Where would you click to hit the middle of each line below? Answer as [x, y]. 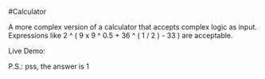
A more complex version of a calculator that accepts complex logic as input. [132, 27]
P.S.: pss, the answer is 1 [49, 66]
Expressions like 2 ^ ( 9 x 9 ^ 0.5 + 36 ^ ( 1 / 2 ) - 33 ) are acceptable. [121, 36]
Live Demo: [27, 51]
